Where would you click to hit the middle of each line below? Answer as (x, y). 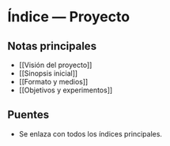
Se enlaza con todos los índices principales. (91, 133)
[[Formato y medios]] (53, 82)
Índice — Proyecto (69, 17)
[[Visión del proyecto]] (55, 65)
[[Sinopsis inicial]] (48, 73)
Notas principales (52, 46)
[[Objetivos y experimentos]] (66, 90)
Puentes (28, 115)
